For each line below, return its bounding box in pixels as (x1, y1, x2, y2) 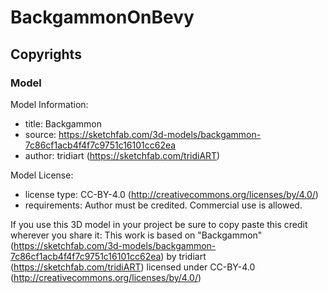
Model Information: (10, 98, 89, 110)
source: (24, 128, 57, 140)
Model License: (10, 169, 74, 181)
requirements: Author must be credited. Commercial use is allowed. (24, 199, 303, 211)
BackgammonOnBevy (10, 6, 195, 29)
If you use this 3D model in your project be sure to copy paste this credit (10, 218, 308, 230)
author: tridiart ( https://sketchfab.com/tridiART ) (24, 149, 221, 161)
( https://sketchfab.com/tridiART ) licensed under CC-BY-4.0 (10, 261, 256, 273)
